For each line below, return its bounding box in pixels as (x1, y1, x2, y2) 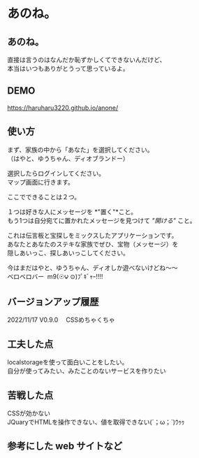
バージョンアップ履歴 (7, 296, 99, 308)
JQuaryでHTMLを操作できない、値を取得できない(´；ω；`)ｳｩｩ (7, 418, 185, 427)
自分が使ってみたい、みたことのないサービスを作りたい (7, 367, 166, 375)
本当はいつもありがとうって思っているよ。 (7, 64, 129, 73)
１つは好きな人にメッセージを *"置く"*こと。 (7, 207, 138, 216)
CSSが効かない (7, 409, 51, 417)
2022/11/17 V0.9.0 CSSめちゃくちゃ (7, 315, 115, 324)
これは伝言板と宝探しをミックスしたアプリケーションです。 (7, 231, 178, 239)
